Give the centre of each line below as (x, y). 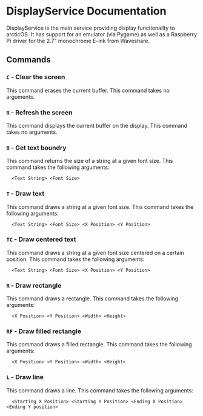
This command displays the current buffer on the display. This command (97, 125)
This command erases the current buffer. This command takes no (88, 90)
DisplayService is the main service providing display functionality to (91, 28)
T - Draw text (25, 194)
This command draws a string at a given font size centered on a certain (95, 253)
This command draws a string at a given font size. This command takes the (100, 206)
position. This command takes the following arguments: (75, 259)
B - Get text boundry (36, 148)
